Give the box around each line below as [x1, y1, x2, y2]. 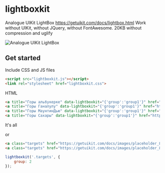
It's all [5, 122, 17, 128]
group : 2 [14, 159, 32, 164]
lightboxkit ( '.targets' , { [5, 154, 60, 159]
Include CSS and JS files [5, 67, 55, 73]
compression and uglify [5, 30, 53, 36]
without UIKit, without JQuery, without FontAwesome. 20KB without [5, 25, 142, 30]
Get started [5, 54, 41, 62]
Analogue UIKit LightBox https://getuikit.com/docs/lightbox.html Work [5, 20, 146, 26]
